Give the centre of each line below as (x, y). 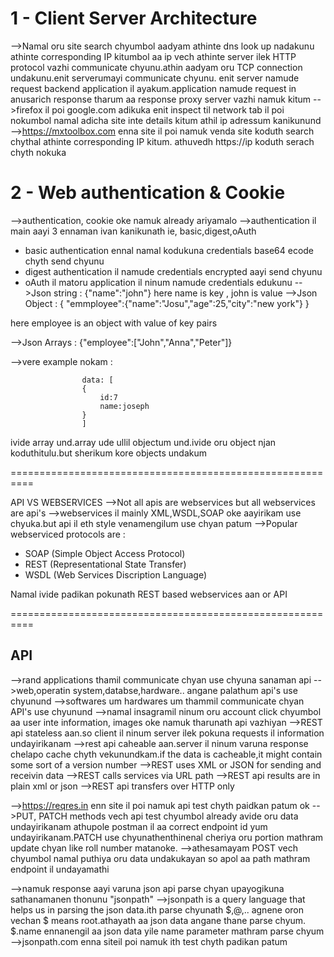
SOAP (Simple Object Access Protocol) (105, 553)
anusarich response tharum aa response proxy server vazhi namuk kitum (161, 99)
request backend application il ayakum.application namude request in (153, 88)
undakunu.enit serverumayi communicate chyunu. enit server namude (155, 78)
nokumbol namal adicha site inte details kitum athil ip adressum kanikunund (166, 120)
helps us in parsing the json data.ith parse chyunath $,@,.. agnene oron (157, 909)
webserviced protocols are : (68, 534)
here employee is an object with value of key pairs (114, 323)
